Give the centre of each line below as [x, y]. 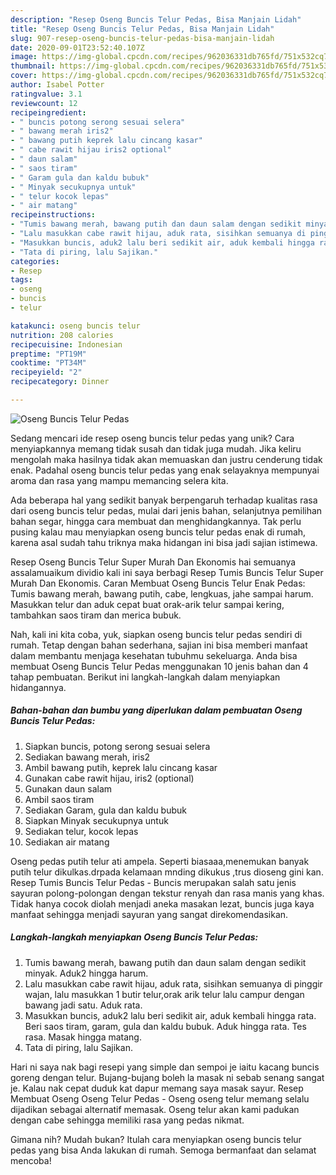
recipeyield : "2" [46, 372]
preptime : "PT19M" [48, 354]
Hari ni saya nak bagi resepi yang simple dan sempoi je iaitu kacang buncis [165, 1067]
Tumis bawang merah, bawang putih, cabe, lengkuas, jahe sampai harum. [162, 593]
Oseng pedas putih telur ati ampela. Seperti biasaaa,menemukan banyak [160, 861]
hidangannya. [38, 687]
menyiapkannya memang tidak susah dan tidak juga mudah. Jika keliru [156, 448]
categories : [35, 261]
